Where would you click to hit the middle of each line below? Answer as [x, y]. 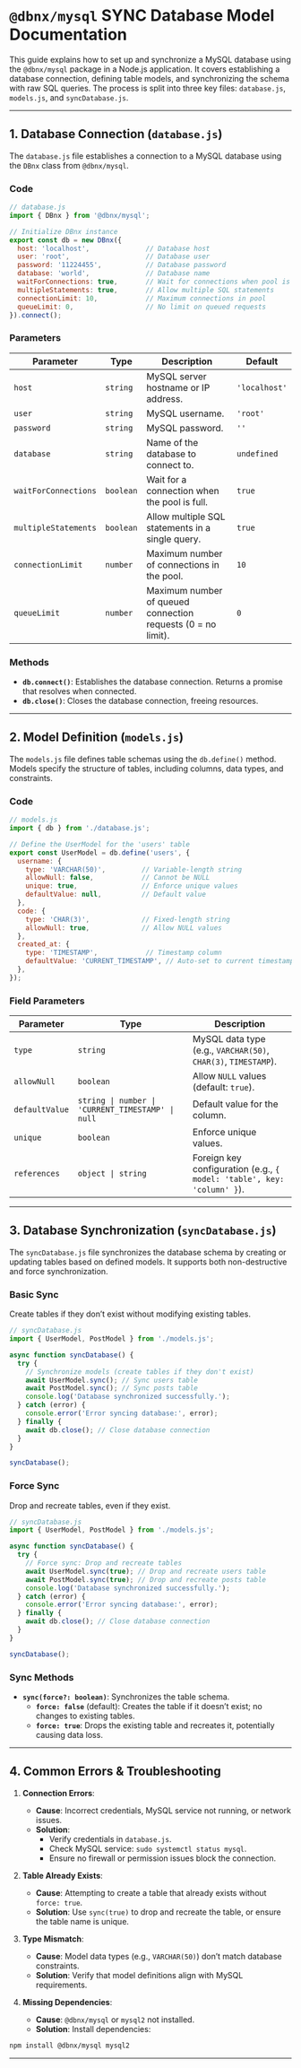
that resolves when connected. [79, 691]
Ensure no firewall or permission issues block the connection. [162, 1858]
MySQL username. [185, 413]
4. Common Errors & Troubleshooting [115, 1772]
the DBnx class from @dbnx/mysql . [69, 165]
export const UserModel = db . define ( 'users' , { [100, 853]
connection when [183, 491]
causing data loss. [69, 1735]
